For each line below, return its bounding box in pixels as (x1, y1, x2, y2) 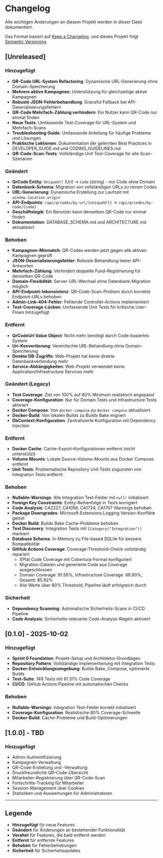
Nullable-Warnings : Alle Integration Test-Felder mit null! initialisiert (12, 495, 149, 500)
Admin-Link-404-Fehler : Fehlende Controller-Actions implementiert (12, 299, 149, 305)
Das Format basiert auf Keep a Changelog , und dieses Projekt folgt (5, 33, 139, 39)
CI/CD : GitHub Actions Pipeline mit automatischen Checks (12, 681, 129, 687)
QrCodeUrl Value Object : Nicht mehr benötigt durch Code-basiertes (12, 332, 149, 338)
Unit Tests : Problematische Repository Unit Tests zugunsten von (12, 466, 142, 472)
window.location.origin (12, 195, 61, 200)
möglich (12, 283, 29, 289)
